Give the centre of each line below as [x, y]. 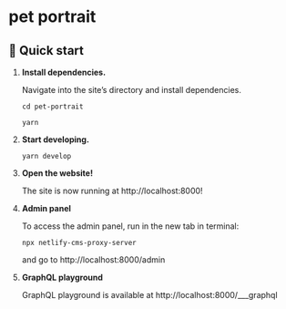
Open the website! [57, 173]
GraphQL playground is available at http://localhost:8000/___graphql [150, 295]
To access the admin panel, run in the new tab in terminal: [130, 226]
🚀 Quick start [46, 51]
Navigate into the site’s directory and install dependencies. [132, 90]
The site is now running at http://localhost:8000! [112, 191]
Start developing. [56, 139]
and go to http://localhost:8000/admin [93, 260]
